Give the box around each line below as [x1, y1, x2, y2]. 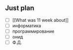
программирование [12, 28, 55, 34]
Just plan [5, 4, 35, 12]
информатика [12, 22, 41, 29]
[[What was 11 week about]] [12, 17, 69, 23]
